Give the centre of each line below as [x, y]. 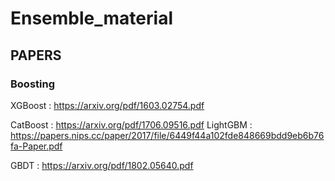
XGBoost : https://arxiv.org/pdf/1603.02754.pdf [107, 105]
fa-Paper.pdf [36, 146]
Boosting [32, 84]
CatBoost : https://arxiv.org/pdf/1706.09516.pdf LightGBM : [131, 124]
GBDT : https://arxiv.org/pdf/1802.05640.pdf [102, 165]
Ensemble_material [91, 18]
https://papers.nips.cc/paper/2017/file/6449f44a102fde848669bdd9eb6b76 [167, 135]
